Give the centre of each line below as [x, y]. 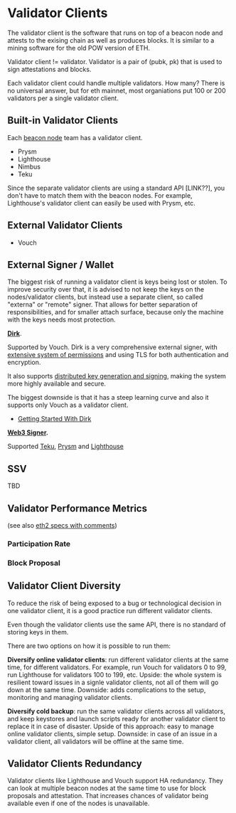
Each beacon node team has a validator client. [75, 137]
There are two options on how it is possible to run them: [89, 646]
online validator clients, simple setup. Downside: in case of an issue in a [112, 733]
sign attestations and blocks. [49, 69]
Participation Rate [39, 543]
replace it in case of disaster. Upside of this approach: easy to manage [111, 726]
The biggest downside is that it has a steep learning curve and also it [108, 398]
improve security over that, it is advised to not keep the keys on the [106, 289]
